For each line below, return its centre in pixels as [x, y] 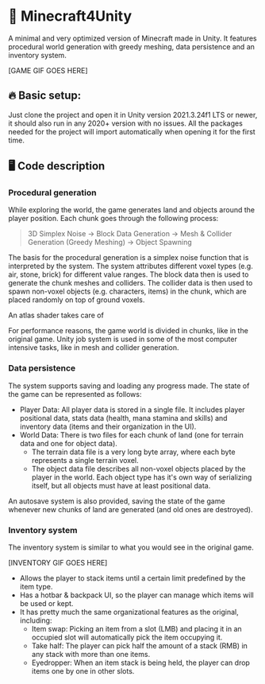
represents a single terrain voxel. [85, 460]
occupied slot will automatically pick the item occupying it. [127, 637]
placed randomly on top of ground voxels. [77, 300]
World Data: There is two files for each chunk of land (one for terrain [131, 435]
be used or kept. [46, 604]
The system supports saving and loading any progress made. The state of [129, 386]
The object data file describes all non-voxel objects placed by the [138, 468]
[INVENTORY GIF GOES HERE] [58, 563]
